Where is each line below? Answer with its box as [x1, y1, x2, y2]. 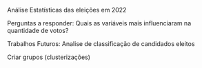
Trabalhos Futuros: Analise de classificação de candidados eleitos [7, 40, 195, 47]
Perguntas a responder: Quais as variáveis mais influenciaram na [7, 19, 192, 27]
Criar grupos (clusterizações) [7, 53, 91, 61]
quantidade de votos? [7, 27, 69, 34]
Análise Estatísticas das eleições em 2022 [7, 6, 127, 14]
